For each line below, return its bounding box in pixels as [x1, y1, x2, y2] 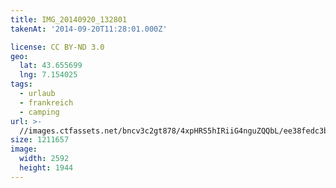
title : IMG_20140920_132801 [10, 14, 128, 25]
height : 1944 [19, 163, 74, 173]
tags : [10, 79, 33, 90]
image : [10, 144, 38, 155]
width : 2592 [19, 154, 70, 164]
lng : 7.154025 [19, 70, 78, 80]
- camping [19, 107, 60, 117]
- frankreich [19, 97, 74, 108]
